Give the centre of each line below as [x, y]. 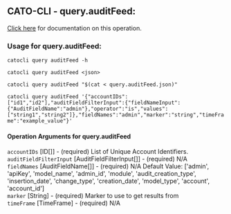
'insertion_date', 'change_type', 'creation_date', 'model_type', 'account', [108, 181]
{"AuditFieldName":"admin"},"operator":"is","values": [88, 109]
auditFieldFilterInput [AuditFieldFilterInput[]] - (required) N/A [98, 159]
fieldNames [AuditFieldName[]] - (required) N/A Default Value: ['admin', [108, 166]
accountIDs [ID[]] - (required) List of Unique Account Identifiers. [98, 152]
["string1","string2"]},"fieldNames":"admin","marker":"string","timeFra [116, 115]
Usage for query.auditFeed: [55, 46]
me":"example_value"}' [40, 121]
